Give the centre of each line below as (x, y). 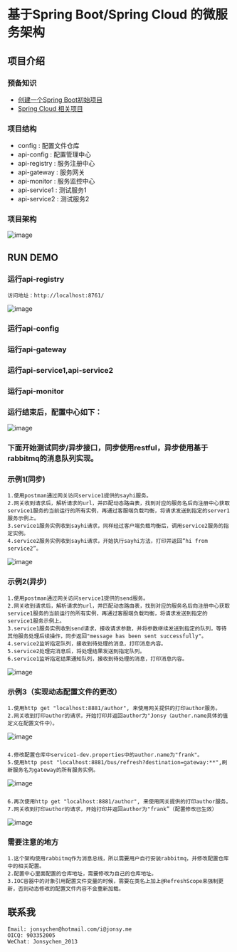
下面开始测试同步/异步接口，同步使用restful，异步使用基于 (108, 448)
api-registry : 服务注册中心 (56, 164)
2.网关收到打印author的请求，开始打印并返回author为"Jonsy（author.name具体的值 (118, 716)
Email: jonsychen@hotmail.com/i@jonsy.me (70, 929)
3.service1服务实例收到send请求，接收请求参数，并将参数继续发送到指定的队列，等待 (117, 628)
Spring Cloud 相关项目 (50, 108)
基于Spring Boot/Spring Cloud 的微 (111, 15)
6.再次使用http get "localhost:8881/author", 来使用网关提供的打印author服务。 (119, 801)
